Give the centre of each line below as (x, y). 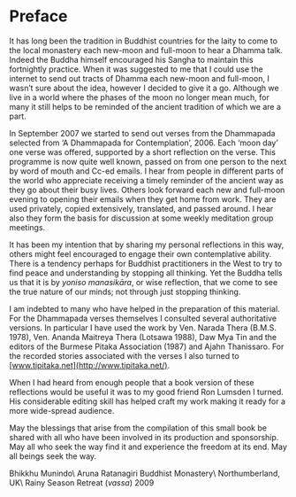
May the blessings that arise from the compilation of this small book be (138, 428)
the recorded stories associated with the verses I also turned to (125, 355)
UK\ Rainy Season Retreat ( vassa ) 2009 (82, 482)
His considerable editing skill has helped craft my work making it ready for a (147, 401)
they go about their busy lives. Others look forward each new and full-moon (147, 190)
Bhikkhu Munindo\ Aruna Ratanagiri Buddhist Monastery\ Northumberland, (145, 473)
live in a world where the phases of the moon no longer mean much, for (139, 97)
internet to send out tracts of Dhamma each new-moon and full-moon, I (139, 78)
